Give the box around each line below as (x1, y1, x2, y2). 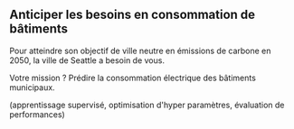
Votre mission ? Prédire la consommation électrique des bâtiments (9, 72, 256, 83)
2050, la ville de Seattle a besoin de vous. (9, 54, 166, 66)
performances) (9, 108, 65, 120)
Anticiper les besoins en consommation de (9, 7, 256, 23)
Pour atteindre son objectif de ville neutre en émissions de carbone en (9, 45, 271, 56)
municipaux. (9, 81, 56, 93)
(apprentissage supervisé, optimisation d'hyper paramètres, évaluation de (9, 99, 285, 110)
